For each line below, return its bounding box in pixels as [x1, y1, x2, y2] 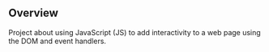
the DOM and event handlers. [8, 36, 107, 46]
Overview [8, 6, 59, 20]
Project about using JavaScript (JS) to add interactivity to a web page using [8, 27, 261, 37]
